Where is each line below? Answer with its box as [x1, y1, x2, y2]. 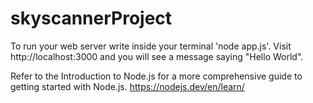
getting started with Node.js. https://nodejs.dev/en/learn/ [10, 80, 245, 92]
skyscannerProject [10, 7, 173, 30]
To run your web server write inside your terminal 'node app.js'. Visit [10, 40, 292, 52]
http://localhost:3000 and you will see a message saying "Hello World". [10, 50, 304, 62]
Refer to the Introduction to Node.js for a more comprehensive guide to [10, 70, 303, 82]
